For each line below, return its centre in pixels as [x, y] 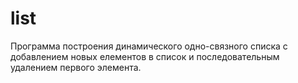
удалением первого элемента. [76, 67]
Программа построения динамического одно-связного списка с [149, 46]
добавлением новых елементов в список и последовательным [145, 56]
